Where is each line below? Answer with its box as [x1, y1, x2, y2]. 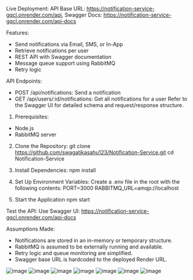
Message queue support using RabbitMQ [14, 59, 116, 67]
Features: [6, 29, 30, 36]
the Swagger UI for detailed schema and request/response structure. [14, 102, 184, 109]
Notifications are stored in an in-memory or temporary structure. [14, 237, 173, 244]
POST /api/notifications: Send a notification [14, 89, 121, 96]
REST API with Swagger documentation [14, 54, 112, 60]
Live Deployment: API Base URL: [6, 5, 86, 12]
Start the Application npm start [14, 196, 90, 203]
